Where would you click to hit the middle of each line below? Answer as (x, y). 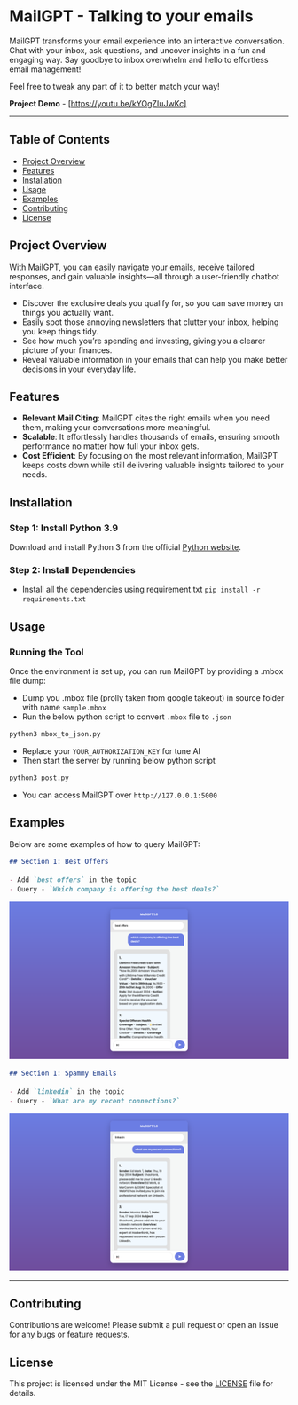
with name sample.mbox (64, 708)
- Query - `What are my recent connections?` (94, 1102)
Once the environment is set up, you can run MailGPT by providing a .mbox (146, 671)
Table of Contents (60, 140)
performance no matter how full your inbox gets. (110, 446)
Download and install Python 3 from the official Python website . (125, 547)
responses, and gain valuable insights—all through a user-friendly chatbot (145, 276)
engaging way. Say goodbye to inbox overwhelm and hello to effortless (139, 59)
